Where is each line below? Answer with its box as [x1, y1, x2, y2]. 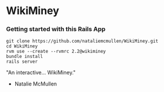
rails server [6, 59, 38, 65]
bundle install [6, 54, 43, 60]
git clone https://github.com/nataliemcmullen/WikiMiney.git [6, 38, 159, 45]
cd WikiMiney [6, 43, 38, 49]
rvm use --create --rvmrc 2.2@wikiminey [6, 49, 107, 54]
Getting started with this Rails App [6, 25, 106, 33]
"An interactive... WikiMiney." [6, 69, 76, 76]
